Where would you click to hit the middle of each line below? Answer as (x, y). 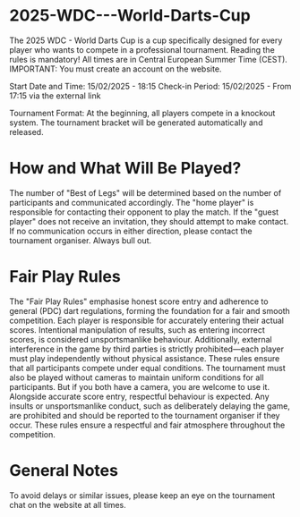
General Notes (64, 470)
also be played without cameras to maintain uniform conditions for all (137, 377)
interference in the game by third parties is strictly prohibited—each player (147, 349)
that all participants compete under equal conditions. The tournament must (147, 368)
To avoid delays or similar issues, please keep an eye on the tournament (142, 495)
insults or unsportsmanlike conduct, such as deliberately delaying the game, (150, 406)
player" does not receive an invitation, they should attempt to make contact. (149, 221)
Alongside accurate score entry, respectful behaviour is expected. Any (140, 396)
